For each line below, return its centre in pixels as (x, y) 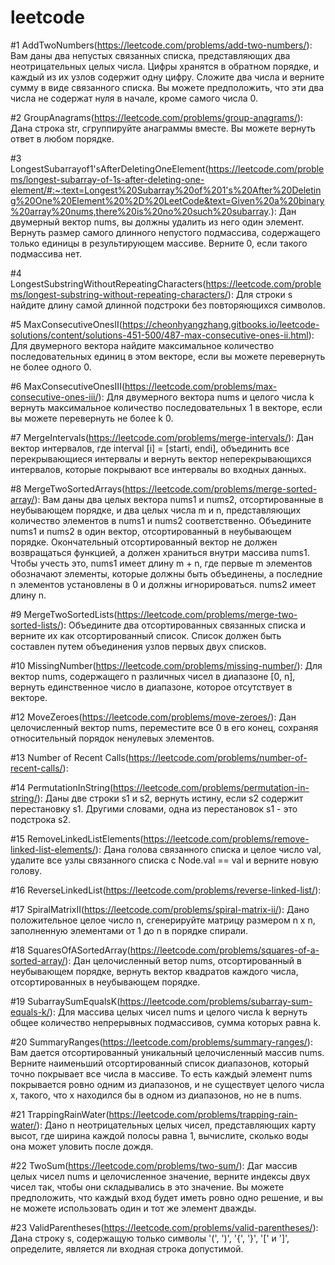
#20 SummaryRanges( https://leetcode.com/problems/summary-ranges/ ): (161, 1042)
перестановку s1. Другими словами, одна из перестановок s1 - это (154, 808)
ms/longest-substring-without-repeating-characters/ (119, 294)
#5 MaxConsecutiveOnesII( (66, 324)
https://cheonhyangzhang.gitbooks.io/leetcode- (220, 324)
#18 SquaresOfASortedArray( (70, 950)
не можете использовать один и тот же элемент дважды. (133, 1208)
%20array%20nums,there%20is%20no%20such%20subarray (139, 211)
